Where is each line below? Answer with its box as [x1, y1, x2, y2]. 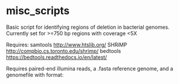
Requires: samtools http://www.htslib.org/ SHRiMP [6, 41, 128, 48]
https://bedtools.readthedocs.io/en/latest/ [6, 53, 107, 61]
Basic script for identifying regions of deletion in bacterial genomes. [6, 23, 170, 31]
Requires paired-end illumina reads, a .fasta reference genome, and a [6, 65, 174, 72]
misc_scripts [6, 4, 70, 18]
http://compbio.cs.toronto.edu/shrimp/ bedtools [6, 47, 121, 54]
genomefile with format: [6, 71, 64, 78]
